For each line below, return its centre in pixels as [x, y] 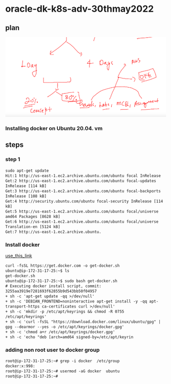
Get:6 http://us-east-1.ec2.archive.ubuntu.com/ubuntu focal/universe [82, 222]
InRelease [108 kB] [26, 196]
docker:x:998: [20, 366]
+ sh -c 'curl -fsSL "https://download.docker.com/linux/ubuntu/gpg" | [83, 322]
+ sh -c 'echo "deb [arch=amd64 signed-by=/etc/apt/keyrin [69, 337]
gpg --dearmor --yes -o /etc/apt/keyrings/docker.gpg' [65, 327]
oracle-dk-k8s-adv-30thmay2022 [80, 9]
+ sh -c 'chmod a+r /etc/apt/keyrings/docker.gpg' [60, 332]
